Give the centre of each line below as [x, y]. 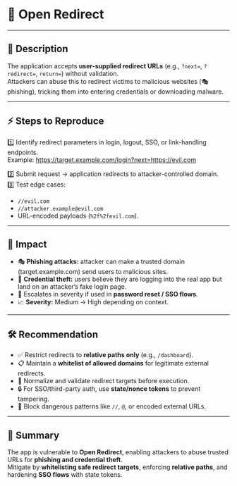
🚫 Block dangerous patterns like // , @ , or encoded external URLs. [112, 406]
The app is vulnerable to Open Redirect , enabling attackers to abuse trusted [118, 452]
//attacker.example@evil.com [60, 208]
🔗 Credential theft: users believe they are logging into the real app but [120, 279]
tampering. [33, 399]
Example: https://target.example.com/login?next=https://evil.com [102, 160]
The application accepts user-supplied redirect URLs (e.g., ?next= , [105, 66]
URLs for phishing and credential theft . [65, 460]
